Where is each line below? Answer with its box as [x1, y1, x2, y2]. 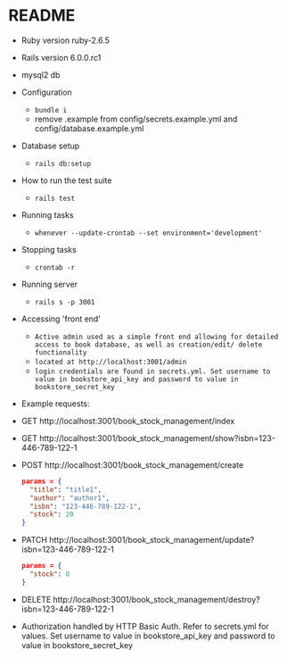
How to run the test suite [20, 175, 112, 186]
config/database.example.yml [34, 122, 144, 134]
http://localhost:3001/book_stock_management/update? [49, 535, 255, 546]
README [8, 5, 76, 26]
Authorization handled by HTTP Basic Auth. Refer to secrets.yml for [20, 621, 269, 631]
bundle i [34, 105, 68, 114]
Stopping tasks [20, 244, 77, 254]
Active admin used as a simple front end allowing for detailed [34, 332, 279, 341]
